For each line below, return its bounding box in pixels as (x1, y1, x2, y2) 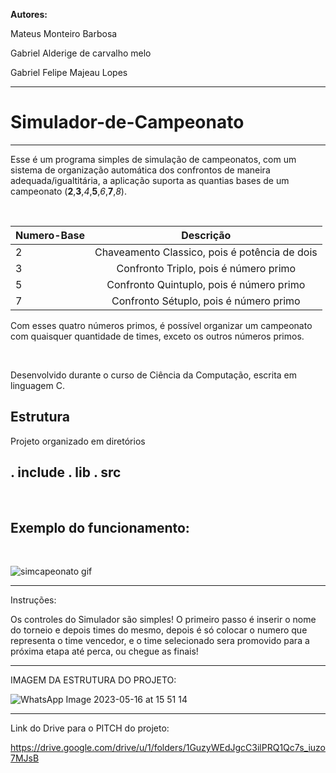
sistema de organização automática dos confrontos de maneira (10, 164, 271, 176)
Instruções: (10, 594, 57, 606)
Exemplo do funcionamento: (10, 519, 190, 536)
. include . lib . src (10, 464, 122, 481)
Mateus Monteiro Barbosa (10, 28, 118, 39)
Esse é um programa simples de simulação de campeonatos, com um (10, 153, 297, 165)
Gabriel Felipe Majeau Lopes (10, 67, 128, 78)
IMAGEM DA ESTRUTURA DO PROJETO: (10, 674, 177, 686)
